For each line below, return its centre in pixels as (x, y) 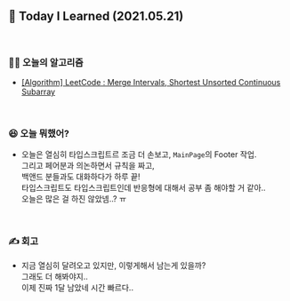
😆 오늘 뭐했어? (39, 134)
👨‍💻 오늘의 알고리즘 (46, 62)
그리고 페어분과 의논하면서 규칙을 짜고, (88, 166)
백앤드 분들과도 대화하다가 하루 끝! (81, 177)
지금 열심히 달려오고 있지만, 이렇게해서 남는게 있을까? (113, 265)
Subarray (38, 92)
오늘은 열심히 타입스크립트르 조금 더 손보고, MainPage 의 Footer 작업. (139, 154)
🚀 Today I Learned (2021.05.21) (96, 16)
